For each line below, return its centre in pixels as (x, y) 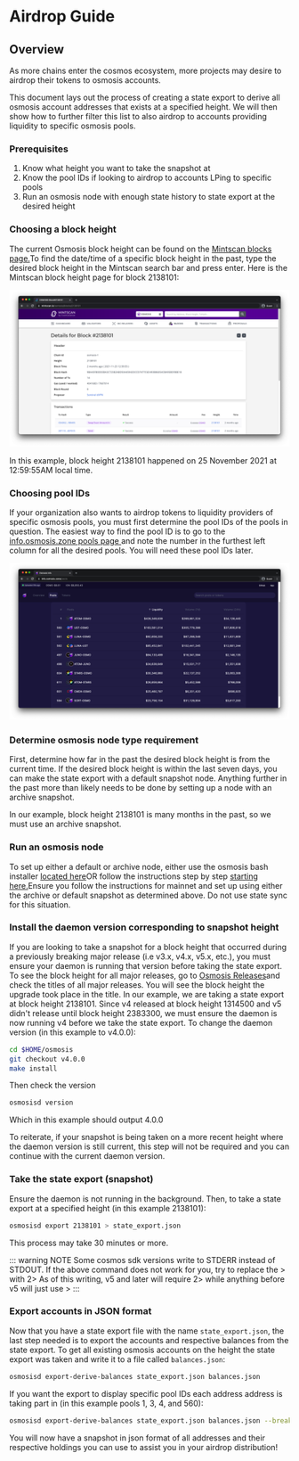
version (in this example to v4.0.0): (73, 1032)
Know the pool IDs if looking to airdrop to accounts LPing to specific (147, 178)
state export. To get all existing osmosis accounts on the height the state (142, 1350)
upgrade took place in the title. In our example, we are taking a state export (147, 994)
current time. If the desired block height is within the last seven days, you (143, 769)
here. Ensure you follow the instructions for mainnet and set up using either (146, 885)
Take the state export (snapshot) (81, 1179)
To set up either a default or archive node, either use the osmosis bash (139, 866)
